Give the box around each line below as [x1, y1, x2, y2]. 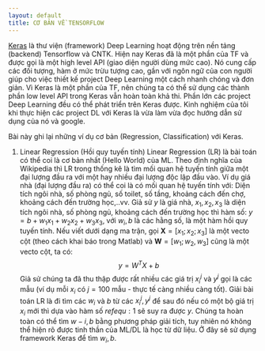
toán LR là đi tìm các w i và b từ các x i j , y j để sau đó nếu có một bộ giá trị [19, 294, 255, 308]
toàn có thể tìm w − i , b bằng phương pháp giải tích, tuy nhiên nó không [19, 316, 252, 326]
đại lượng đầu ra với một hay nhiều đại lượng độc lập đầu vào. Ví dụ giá [19, 172, 251, 182]
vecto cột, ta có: [19, 247, 74, 256]
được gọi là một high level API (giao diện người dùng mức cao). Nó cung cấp [8, 57, 257, 67]
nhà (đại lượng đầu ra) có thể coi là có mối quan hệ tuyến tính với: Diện [19, 180, 251, 190]
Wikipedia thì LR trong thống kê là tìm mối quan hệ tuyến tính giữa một [19, 164, 249, 173]
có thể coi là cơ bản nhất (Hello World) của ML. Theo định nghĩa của [19, 155, 243, 164]
